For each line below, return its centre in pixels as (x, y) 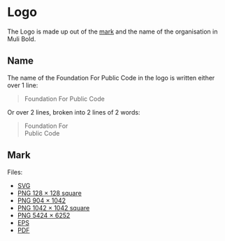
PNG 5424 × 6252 (44, 215)
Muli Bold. (22, 38)
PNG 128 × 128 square (49, 193)
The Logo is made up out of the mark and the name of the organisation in (112, 31)
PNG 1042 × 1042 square (53, 207)
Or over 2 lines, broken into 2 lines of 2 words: (74, 112)
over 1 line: (23, 85)
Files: (15, 172)
